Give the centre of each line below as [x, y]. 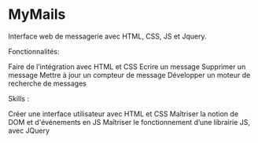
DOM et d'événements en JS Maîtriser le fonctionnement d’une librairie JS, [129, 122]
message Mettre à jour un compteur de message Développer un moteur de [129, 75]
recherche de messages [47, 83]
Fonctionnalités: [34, 51]
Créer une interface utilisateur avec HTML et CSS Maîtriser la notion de [123, 114]
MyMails [37, 15]
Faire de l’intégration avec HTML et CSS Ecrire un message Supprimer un [127, 66]
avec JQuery [29, 130]
